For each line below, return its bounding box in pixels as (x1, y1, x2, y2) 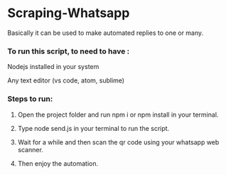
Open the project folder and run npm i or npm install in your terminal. (17, 110, 219, 119)
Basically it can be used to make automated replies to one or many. (7, 28, 204, 37)
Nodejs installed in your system (7, 63, 99, 71)
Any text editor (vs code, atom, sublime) (7, 76, 125, 85)
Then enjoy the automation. (17, 159, 98, 168)
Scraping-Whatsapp (7, 5, 130, 21)
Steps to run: (7, 94, 53, 104)
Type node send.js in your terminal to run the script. (17, 124, 170, 132)
